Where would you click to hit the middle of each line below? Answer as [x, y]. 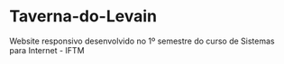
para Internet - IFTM [47, 50]
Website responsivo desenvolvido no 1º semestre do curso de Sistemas [142, 41]
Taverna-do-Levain [83, 16]
